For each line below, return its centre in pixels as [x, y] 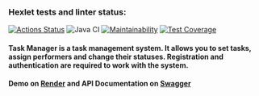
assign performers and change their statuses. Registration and [116, 56]
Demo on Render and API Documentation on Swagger [100, 84]
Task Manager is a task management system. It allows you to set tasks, [130, 48]
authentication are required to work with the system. [98, 65]
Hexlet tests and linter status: [67, 12]
